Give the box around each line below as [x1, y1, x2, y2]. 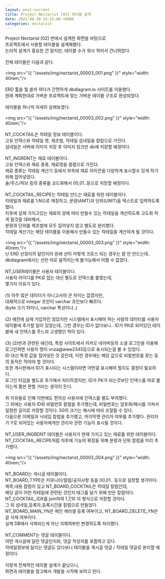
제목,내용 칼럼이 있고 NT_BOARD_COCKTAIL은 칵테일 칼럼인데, [5, 483, 128, 489]
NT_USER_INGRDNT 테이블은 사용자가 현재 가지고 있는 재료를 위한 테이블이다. [5, 431, 157, 437]
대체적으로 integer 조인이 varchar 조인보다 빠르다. [5, 299, 103, 305]
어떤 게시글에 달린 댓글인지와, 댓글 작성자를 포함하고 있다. [5, 538, 116, 544]
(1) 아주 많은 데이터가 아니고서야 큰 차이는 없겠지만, [5, 292, 104, 298]
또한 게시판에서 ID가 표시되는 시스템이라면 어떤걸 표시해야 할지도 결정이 [5, 365, 143, 371]
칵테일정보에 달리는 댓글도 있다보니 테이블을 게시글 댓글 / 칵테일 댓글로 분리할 [5, 544, 155, 551]
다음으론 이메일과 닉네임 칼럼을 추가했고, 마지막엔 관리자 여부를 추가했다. [5, 414, 145, 420]
